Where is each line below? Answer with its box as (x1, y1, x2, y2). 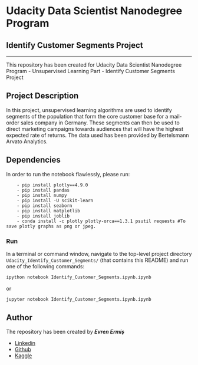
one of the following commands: (6, 262, 85, 269)
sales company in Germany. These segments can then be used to (20, 119, 180, 126)
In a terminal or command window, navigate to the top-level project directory (6, 250, 192, 257)
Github (14, 346, 31, 353)
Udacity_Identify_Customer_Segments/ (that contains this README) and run (6, 257, 189, 264)
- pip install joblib (16, 213, 70, 219)
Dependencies (6, 155, 61, 165)
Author (6, 313, 32, 323)
